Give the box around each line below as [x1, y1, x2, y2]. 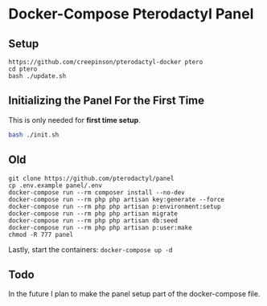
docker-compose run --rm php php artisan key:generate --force [8, 195, 225, 203]
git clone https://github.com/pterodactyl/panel [8, 174, 175, 182]
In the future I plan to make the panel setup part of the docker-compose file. [8, 289, 261, 299]
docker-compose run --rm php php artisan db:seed [8, 216, 179, 225]
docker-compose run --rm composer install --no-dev [8, 188, 185, 197]
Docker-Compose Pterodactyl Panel [8, 5, 254, 23]
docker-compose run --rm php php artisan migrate [8, 210, 179, 218]
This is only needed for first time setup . [8, 115, 141, 124]
